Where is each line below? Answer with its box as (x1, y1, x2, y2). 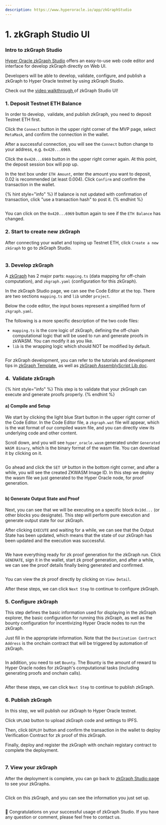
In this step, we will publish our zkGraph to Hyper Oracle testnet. (5, 708, 137, 714)
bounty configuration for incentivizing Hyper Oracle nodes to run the (5, 620, 145, 626)
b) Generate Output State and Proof (5, 496, 80, 502)
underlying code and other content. (5, 430, 78, 436)
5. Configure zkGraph (5, 598, 58, 605)
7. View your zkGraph (5, 764, 58, 771)
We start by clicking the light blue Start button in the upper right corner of (5, 414, 155, 420)
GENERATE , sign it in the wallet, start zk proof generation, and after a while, (5, 557, 155, 563)
